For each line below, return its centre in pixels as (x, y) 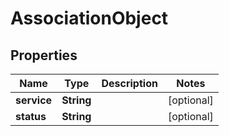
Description (129, 83)
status (31, 116)
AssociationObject (89, 18)
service (34, 100)
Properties (44, 55)
